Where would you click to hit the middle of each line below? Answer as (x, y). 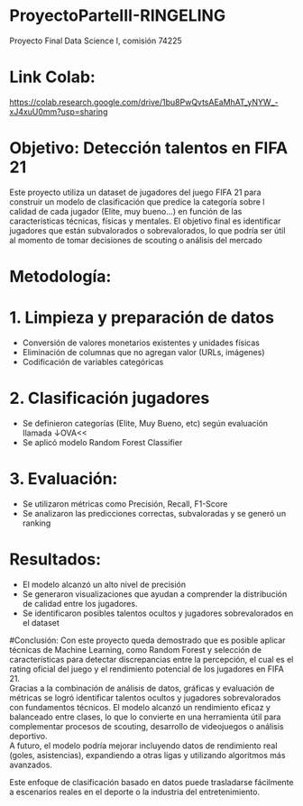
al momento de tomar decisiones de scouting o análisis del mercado (136, 240)
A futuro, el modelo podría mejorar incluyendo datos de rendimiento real (143, 746)
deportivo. (28, 736)
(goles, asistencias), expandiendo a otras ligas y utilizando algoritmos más (147, 755)
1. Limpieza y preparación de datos (142, 318)
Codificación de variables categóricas (93, 362)
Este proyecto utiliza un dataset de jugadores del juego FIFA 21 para (135, 192)
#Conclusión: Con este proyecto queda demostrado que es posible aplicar (147, 640)
